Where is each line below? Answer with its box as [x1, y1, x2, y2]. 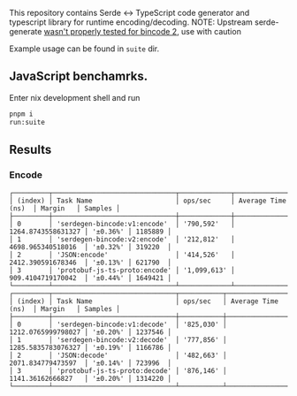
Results [9, 141, 52, 157]
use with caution [180, 27, 241, 36]
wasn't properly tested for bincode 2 [43, 27, 178, 36]
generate [9, 27, 42, 36]
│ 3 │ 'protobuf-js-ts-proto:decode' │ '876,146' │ [9, 367, 227, 376]
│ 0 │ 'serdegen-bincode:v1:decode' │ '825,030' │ [9, 320, 227, 330]
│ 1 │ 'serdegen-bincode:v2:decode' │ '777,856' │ [9, 336, 227, 345]
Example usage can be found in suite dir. [9, 43, 160, 54]
